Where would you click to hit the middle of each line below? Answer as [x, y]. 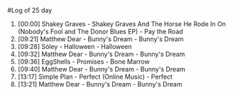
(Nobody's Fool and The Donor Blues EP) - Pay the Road [100, 32]
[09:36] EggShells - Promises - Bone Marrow [84, 62]
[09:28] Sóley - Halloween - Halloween [75, 46]
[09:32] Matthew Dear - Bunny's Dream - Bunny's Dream [101, 54]
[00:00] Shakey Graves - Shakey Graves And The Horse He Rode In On [121, 24]
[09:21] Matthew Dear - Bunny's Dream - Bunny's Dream [101, 39]
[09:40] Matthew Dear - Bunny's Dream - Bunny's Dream [102, 69]
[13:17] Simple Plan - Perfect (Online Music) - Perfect [95, 77]
